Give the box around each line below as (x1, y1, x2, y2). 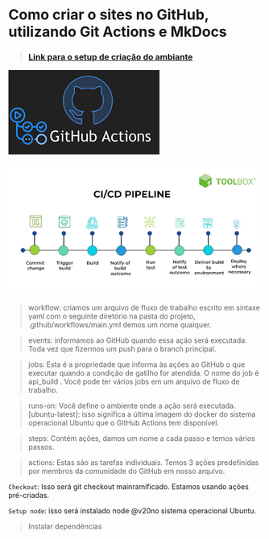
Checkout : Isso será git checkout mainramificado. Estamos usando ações (8, 481, 250, 492)
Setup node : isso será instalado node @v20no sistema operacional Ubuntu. (8, 505, 256, 516)
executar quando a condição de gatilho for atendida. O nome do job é (27, 368, 259, 377)
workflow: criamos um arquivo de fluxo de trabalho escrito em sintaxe (27, 302, 260, 312)
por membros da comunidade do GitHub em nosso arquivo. (27, 466, 226, 475)
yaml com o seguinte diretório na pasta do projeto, (27, 311, 196, 321)
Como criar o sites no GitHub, (8, 6, 209, 24)
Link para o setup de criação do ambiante (27, 51, 193, 63)
